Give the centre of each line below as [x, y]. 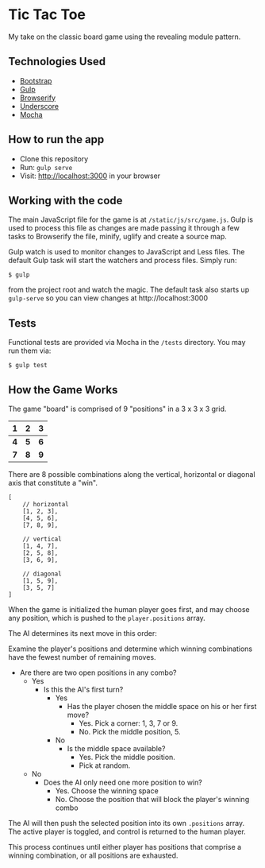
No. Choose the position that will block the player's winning [152, 799]
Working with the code [65, 200]
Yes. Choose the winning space [107, 791]
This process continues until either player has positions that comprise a [125, 847]
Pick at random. [105, 765]
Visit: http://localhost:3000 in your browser [90, 176]
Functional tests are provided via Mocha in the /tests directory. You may [127, 343]
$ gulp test [28, 366]
